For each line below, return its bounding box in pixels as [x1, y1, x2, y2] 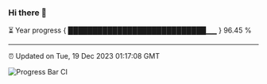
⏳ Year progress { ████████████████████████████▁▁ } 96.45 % [8, 25, 252, 35]
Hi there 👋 [8, 7, 48, 18]
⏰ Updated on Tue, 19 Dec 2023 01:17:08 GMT [8, 52, 161, 61]
